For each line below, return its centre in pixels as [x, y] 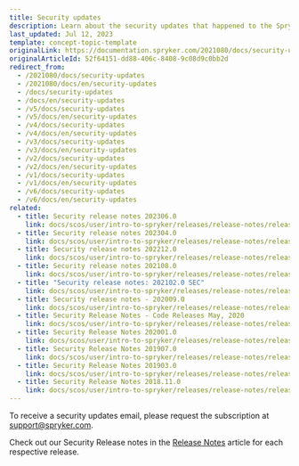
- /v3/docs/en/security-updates [77, 150]
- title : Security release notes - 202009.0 [101, 299]
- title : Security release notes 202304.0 [97, 233]
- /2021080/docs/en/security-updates [87, 84]
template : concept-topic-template [73, 42]
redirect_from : [37, 68]
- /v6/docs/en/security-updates [77, 200]
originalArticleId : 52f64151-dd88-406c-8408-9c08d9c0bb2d [119, 59]
